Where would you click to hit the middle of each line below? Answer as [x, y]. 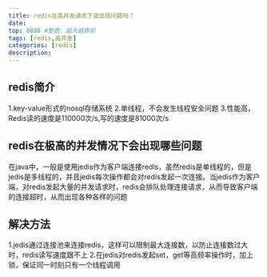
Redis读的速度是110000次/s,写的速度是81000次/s [89, 118]
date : [17, 23]
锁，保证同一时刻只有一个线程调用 [64, 265]
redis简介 [32, 88]
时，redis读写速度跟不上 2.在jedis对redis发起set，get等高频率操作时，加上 [131, 255]
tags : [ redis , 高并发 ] [42, 38]
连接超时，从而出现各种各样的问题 [71, 196]
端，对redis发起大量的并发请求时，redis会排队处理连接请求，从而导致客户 [130, 187]
